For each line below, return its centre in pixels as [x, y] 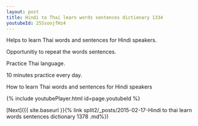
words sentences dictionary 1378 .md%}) [57, 117]
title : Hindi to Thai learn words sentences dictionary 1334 [85, 17]
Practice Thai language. [36, 63]
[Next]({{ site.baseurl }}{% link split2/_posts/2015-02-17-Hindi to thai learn [99, 110]
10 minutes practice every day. [44, 75]
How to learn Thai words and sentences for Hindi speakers [79, 87]
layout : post [23, 12]
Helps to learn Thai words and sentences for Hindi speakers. [81, 40]
